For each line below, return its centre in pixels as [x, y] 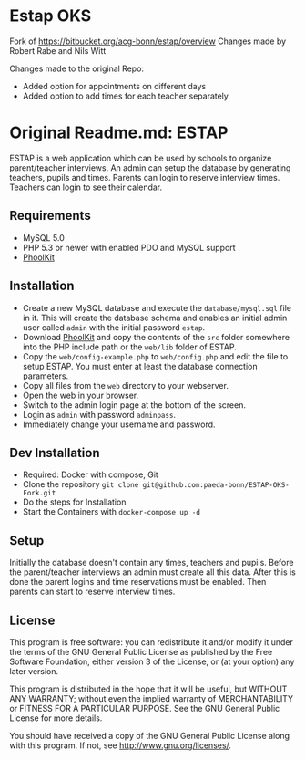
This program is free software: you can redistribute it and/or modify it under [151, 642]
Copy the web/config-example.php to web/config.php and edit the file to [155, 356]
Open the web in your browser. [81, 395]
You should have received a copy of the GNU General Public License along [149, 735]
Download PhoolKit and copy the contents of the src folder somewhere [156, 337]
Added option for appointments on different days [114, 86]
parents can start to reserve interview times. [92, 592]
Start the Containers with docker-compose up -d [111, 512]
